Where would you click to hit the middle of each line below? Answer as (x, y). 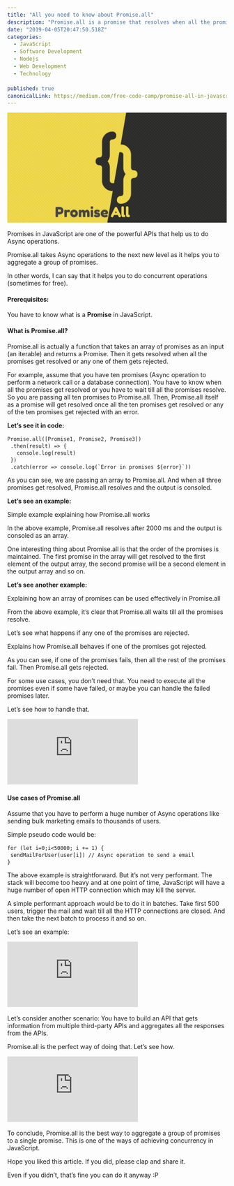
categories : (24, 37)
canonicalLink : (29, 96)
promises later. (29, 696)
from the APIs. (28, 1033)
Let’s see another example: (47, 585)
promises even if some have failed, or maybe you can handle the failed (109, 688)
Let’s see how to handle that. (48, 709)
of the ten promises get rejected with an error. (73, 411)
